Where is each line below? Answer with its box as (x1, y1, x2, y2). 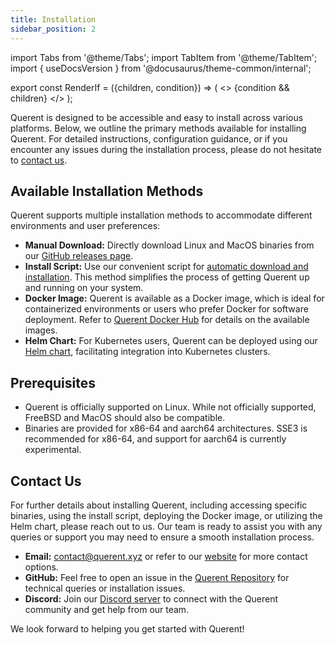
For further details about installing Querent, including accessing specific (10, 499, 308, 511)
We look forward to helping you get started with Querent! (10, 622, 245, 635)
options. (24, 561, 59, 573)
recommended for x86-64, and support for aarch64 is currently (24, 433, 287, 445)
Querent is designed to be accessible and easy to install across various (10, 111, 304, 123)
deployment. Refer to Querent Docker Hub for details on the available (24, 314, 310, 326)
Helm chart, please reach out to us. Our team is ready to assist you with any (10, 520, 323, 532)
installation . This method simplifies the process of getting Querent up (24, 271, 310, 283)
